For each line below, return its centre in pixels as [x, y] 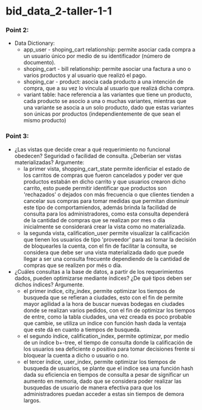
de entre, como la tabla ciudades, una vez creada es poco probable [107, 317]
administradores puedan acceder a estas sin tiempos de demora [104, 394]
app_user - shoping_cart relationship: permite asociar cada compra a [109, 50]
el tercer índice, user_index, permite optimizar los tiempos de [99, 362]
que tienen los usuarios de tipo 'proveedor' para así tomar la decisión [110, 239]
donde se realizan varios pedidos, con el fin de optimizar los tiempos [109, 310]
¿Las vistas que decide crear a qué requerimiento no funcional [92, 149]
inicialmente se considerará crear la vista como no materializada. [104, 226]
